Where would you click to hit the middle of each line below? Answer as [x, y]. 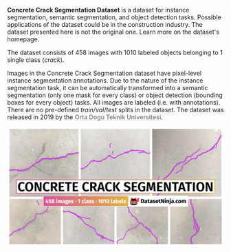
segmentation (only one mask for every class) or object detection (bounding [115, 95]
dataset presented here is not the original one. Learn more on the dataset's [113, 32]
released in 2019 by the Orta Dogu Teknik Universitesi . [85, 117]
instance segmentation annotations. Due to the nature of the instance [105, 81]
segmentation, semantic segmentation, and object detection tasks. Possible [114, 17]
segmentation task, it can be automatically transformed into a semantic [108, 88]
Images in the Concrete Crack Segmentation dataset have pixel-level [104, 73]
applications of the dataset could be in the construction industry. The [105, 24]
